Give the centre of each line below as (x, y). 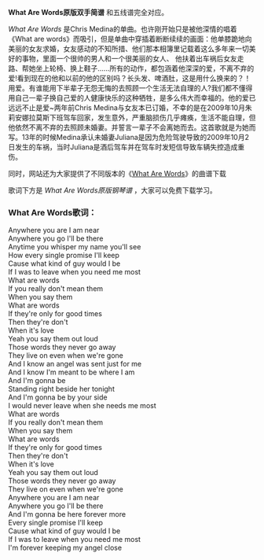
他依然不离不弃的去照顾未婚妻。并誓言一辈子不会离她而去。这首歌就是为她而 (132, 127)
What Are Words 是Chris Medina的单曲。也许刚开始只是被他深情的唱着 (123, 29)
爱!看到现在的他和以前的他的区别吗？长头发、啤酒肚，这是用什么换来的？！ (130, 78)
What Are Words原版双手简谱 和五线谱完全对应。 (88, 12)
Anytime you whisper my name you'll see (75, 247)
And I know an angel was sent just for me (75, 364)
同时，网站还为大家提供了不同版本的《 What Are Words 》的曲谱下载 (117, 173)
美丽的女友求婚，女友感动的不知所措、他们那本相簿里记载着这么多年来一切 (128, 49)
